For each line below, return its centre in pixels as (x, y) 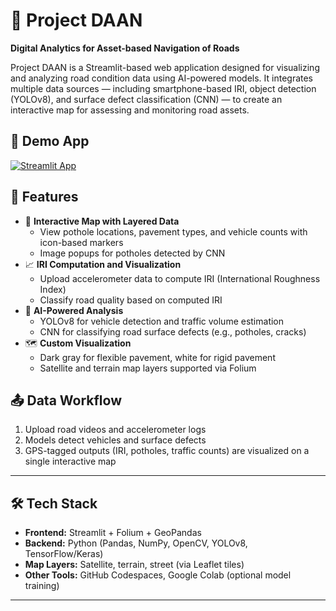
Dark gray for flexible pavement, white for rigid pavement (157, 357)
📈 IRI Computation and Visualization (103, 264)
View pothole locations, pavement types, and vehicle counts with (173, 231)
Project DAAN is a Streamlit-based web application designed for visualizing (165, 67)
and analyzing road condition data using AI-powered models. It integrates (162, 78)
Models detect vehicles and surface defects (115, 440)
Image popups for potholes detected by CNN (132, 253)
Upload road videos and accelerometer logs (115, 430)
